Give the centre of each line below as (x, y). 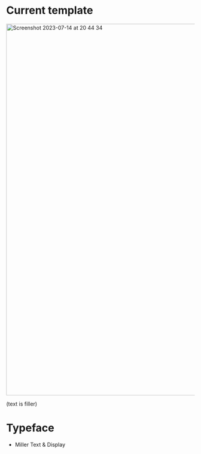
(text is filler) (22, 404)
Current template (50, 10)
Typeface (31, 428)
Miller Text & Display (40, 444)
